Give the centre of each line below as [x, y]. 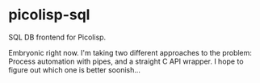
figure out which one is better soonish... [75, 69]
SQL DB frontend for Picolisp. [57, 37]
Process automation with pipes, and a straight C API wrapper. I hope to [126, 61]
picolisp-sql [49, 15]
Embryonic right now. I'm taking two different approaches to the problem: [130, 52]
